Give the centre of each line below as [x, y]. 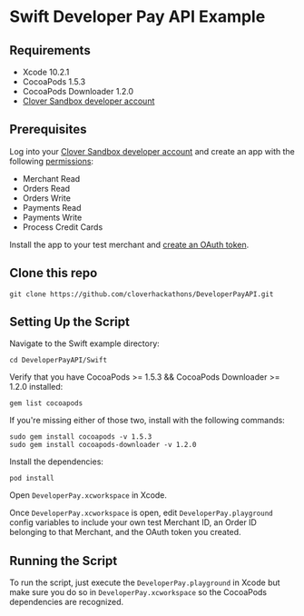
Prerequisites [48, 129]
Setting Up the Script [69, 322]
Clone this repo [54, 273]
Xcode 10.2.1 [46, 72]
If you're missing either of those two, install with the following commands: [147, 421]
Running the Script [64, 561]
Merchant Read [51, 178]
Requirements [50, 50]
